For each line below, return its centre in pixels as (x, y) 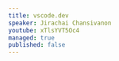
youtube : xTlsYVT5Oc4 (44, 30)
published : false (37, 45)
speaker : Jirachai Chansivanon (60, 23)
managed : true (32, 38)
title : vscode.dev (38, 15)
